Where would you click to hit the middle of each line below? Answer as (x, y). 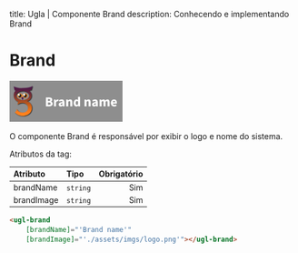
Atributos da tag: (41, 154)
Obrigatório (121, 174)
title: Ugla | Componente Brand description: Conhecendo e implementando (149, 14)
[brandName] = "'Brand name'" (79, 230)
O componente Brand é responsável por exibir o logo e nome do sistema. (146, 136)
